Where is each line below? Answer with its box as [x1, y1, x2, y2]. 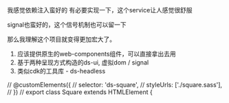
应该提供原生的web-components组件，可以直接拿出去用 [17, 50, 177, 58]
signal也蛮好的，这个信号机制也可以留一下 [7, 21, 127, 29]
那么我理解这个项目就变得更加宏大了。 [7, 35, 116, 43]
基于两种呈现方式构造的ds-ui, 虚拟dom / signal [17, 58, 149, 67]
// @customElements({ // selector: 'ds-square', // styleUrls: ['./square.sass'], [7, 81, 222, 89]
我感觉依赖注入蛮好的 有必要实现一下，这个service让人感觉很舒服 [7, 6, 193, 14]
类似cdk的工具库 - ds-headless [17, 67, 106, 75]
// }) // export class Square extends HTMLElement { [7, 88, 153, 96]
